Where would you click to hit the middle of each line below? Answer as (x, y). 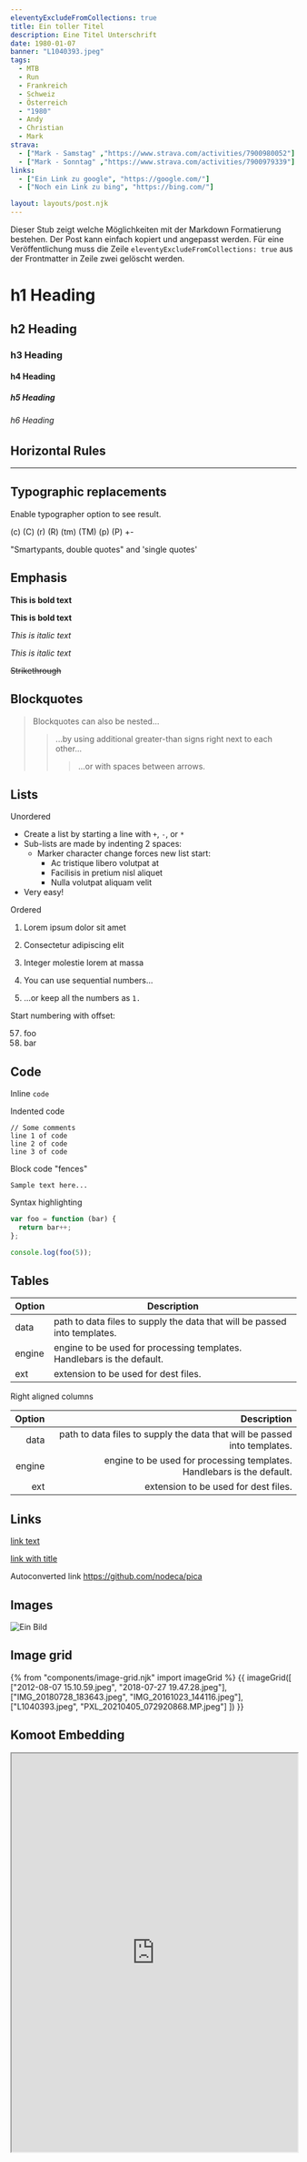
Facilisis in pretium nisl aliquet (106, 873)
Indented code (38, 1111)
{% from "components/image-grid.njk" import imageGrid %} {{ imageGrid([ (151, 1678)
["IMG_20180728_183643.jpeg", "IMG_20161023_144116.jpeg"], (127, 1697)
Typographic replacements (89, 492)
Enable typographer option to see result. (86, 514)
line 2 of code (39, 1144)
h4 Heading (33, 377)
